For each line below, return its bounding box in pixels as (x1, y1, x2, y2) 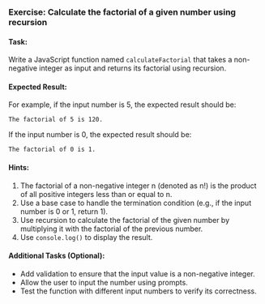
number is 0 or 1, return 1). (19, 206, 108, 216)
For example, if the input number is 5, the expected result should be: (8, 100, 237, 109)
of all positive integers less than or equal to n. (19, 189, 173, 199)
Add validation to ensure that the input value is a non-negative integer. (19, 268, 255, 278)
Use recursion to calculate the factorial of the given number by (19, 215, 230, 225)
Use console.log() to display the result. (19, 232, 153, 242)
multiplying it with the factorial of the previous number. (19, 224, 203, 233)
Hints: (8, 162, 30, 172)
